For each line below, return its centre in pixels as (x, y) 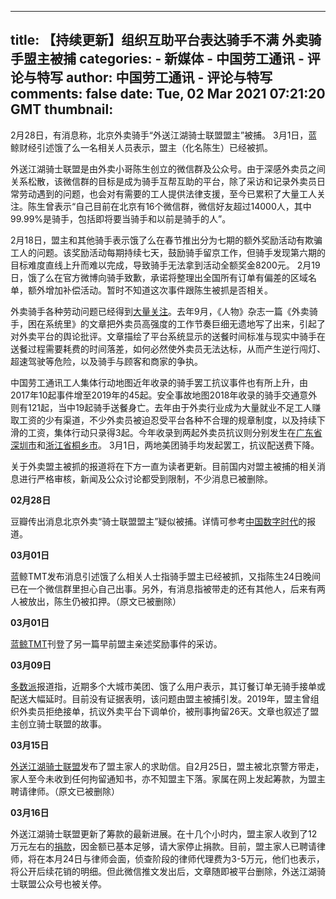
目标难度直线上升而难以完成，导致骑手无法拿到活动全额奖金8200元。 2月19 (165, 265)
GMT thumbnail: (62, 109)
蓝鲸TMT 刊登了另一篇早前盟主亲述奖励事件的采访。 (116, 643)
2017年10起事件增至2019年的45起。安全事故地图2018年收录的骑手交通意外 (164, 395)
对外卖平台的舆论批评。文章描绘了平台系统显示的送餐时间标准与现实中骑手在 (168, 336)
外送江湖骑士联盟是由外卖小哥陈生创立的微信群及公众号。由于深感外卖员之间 (168, 168)
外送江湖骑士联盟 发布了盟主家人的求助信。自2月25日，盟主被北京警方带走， (167, 766)
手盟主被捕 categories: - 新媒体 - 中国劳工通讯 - (157, 59)
